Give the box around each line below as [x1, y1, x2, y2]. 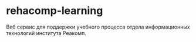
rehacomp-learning [6, 4, 103, 17]
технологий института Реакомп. [6, 29, 87, 36]
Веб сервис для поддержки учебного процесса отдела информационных [6, 23, 190, 30]
